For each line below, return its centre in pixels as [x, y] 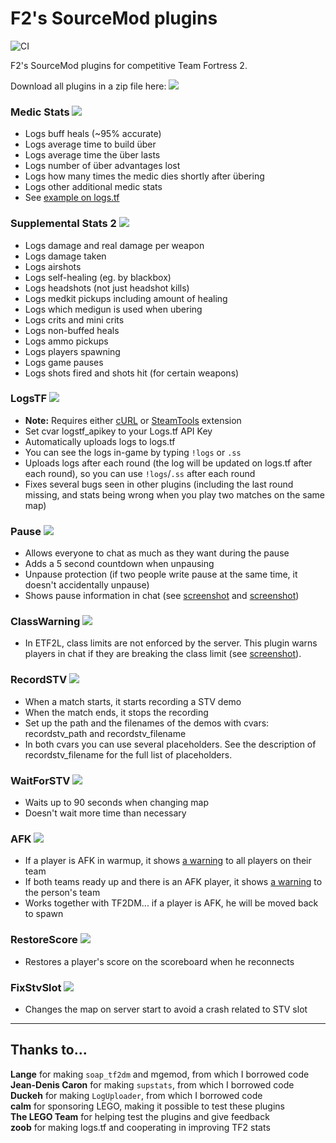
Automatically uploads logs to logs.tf [100, 441]
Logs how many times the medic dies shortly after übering [144, 176]
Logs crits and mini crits [74, 319]
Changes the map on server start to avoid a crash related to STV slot [166, 1009]
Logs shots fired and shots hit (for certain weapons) [132, 373]
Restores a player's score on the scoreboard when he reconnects [159, 961]
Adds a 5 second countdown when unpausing [119, 564]
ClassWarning [45, 622]
